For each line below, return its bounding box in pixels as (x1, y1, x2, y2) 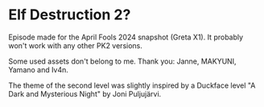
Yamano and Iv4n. (8, 64, 68, 74)
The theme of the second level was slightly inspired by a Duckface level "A (8, 80, 256, 90)
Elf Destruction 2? (8, 6, 131, 24)
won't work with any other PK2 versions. (8, 40, 143, 50)
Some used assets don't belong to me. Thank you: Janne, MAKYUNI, (8, 56, 237, 66)
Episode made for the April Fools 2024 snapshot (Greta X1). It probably (8, 32, 244, 42)
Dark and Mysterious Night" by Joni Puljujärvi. (8, 88, 162, 98)
